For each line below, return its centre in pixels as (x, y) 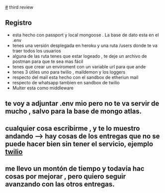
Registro (19, 23)
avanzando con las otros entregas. (60, 184)
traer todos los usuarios (37, 51)
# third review (19, 7)
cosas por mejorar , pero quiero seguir (66, 176)
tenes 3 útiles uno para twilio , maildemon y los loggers (69, 72)
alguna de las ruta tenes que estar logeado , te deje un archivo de (80, 56)
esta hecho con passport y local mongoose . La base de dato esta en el (85, 35)
